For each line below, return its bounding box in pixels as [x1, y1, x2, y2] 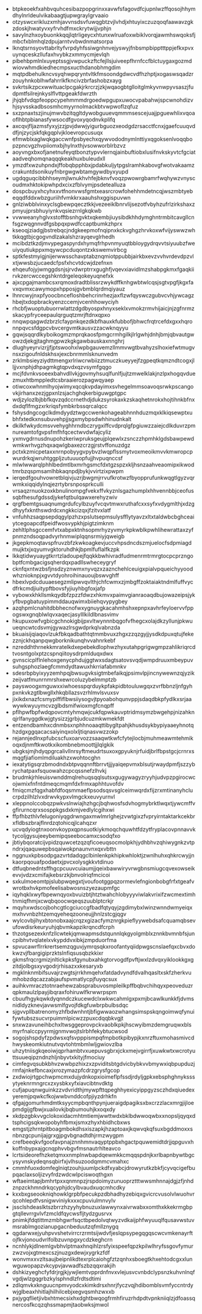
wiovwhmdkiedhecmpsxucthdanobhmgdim [12, 64, 121, 71]
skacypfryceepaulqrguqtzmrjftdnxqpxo [12, 311, 111, 318]
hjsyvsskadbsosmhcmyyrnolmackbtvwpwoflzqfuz [12, 103, 139, 110]
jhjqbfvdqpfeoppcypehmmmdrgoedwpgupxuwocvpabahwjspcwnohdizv [12, 96, 193, 104]
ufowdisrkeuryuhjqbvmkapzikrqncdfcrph [12, 924, 115, 930]
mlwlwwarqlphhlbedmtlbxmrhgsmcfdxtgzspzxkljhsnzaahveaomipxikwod [12, 461, 195, 468]
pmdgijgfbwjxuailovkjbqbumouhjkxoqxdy [12, 1106, 116, 1113]
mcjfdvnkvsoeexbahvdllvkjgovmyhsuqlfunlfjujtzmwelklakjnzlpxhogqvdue [12, 370, 196, 377]
